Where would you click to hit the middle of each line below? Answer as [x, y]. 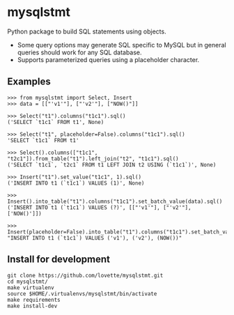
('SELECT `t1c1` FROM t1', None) [56, 122]
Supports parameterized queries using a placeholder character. [108, 59]
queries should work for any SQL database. [79, 52]
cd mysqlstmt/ [28, 282]
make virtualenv [31, 287]
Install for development [58, 260]
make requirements [34, 300]
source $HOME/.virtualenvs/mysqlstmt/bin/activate [82, 293]
